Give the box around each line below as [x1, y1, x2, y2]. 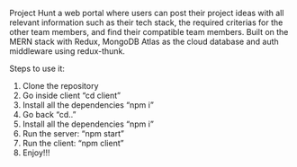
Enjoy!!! [22, 147, 50, 158]
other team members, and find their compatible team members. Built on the [9, 27, 289, 37]
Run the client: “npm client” [22, 138, 124, 148]
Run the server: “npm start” [22, 128, 124, 138]
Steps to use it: [9, 63, 66, 74]
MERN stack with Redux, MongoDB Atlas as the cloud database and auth [9, 36, 279, 47]
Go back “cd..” [22, 110, 76, 119]
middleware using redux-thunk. [9, 46, 126, 57]
